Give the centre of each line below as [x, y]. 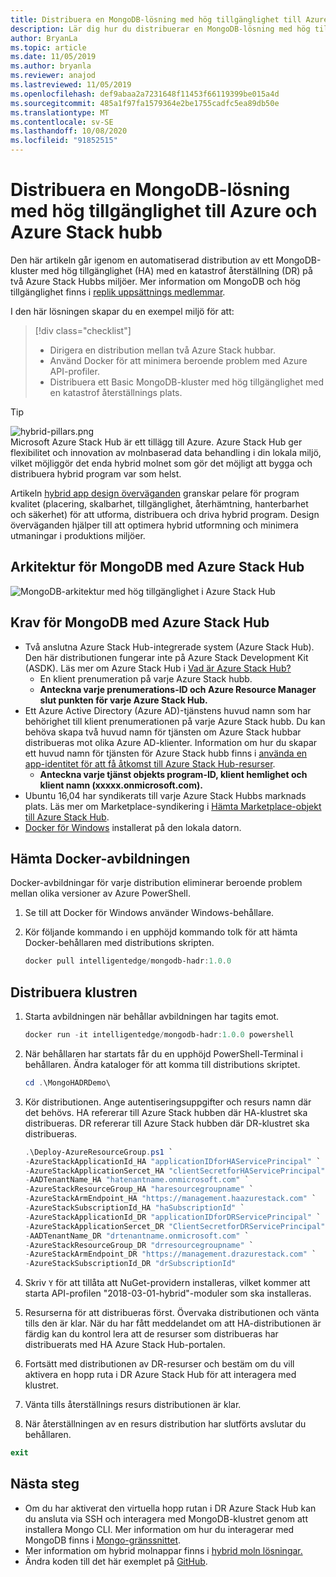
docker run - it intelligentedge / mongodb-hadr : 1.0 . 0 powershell [159, 1035]
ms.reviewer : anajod [53, 76]
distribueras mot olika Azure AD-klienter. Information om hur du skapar [171, 742]
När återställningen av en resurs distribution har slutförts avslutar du [165, 1424]
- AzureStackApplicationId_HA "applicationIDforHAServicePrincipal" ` [173, 1161]
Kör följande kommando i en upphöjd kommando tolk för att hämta [161, 932]
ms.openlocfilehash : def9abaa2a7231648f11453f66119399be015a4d [145, 94]
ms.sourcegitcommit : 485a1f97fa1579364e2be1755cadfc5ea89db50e [145, 103]
